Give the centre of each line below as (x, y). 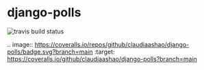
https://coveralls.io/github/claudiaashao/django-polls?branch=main (102, 58)
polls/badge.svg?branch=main (50, 52)
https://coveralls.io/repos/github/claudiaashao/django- (112, 44)
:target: (105, 52)
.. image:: (20, 44)
